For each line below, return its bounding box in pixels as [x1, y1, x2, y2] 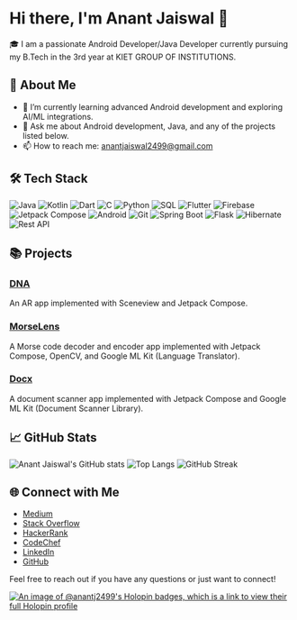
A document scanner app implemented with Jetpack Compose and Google [9, 393, 286, 404]
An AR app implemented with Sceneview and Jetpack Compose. [9, 297, 248, 309]
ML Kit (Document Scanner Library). [9, 403, 144, 414]
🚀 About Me [9, 77, 76, 93]
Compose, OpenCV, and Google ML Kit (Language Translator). [9, 351, 240, 361]
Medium [22, 508, 54, 519]
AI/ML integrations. [22, 111, 94, 122]
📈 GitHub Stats [9, 430, 97, 445]
